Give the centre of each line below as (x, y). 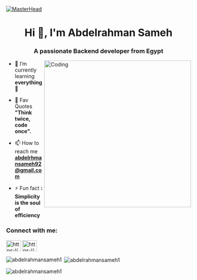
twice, (22, 119)
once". (23, 131)
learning (25, 76)
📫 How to (27, 143)
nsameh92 (28, 164)
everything (28, 83)
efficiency (27, 215)
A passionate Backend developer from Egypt (98, 51)
